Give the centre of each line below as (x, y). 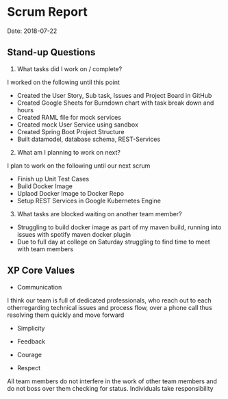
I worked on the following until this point (63, 82)
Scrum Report (47, 12)
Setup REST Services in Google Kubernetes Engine (89, 201)
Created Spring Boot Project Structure (71, 131)
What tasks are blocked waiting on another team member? (100, 214)
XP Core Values (41, 271)
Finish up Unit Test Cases (53, 179)
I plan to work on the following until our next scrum (79, 166)
